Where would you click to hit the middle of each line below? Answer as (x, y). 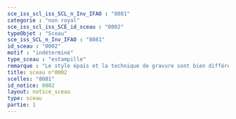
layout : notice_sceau (39, 92)
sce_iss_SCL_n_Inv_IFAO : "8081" (56, 40)
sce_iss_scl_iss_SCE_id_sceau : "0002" (66, 27)
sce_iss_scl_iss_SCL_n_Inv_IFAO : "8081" (69, 14)
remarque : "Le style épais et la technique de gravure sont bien (106, 66)
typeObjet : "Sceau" (38, 33)
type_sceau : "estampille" (47, 59)
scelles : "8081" (31, 79)
